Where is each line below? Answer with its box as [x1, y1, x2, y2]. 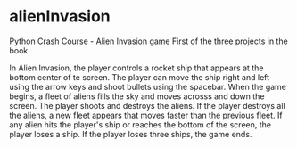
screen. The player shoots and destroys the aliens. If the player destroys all [9, 100, 285, 111]
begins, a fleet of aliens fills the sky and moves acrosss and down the [9, 91, 265, 102]
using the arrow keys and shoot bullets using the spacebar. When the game [9, 81, 287, 92]
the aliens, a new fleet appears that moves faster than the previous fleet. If [9, 110, 283, 120]
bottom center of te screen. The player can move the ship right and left [9, 71, 270, 82]
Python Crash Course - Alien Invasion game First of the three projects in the [9, 36, 288, 46]
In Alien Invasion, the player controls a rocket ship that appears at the [9, 62, 264, 73]
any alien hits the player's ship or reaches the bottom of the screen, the [9, 119, 272, 130]
